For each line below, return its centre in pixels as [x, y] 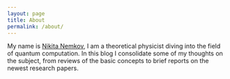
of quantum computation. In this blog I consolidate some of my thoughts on [115, 53]
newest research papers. [43, 68]
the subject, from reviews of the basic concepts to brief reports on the [108, 61]
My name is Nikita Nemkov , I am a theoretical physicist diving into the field [114, 46]
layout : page [26, 14]
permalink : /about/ [36, 26]
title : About [26, 20]
